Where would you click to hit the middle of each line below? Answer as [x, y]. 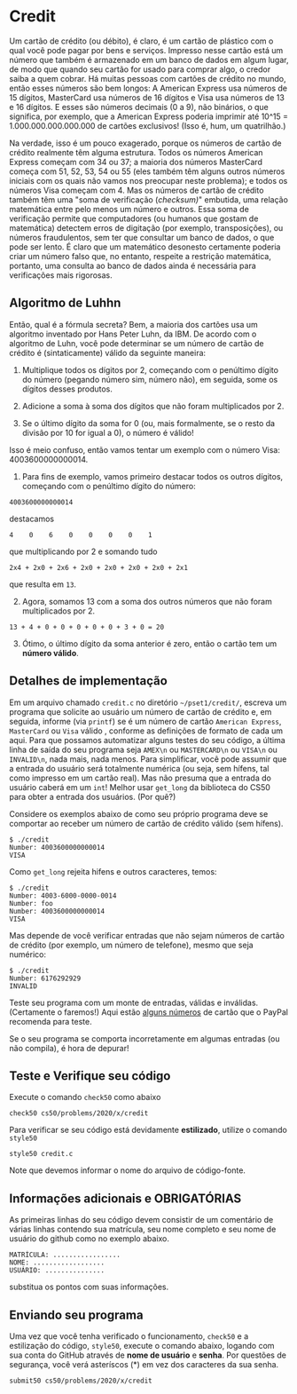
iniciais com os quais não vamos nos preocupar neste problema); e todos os [148, 180]
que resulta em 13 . [43, 584]
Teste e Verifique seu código [90, 1076]
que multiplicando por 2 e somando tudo [83, 551]
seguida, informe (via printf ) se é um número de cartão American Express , [145, 721]
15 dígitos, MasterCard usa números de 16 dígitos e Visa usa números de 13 [147, 97]
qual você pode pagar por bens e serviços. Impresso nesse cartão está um [146, 50]
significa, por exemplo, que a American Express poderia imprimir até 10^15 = [148, 116]
